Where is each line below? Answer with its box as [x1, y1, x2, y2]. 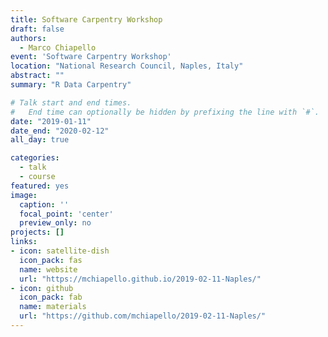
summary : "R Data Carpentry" [10, 80, 132, 90]
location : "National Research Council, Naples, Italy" [10, 61, 244, 71]
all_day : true [10, 135, 70, 145]
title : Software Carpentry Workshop [10, 14, 163, 25]
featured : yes [10, 181, 70, 191]
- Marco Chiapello [19, 42, 97, 53]
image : [10, 190, 38, 200]
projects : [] [10, 227, 65, 238]
